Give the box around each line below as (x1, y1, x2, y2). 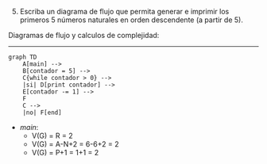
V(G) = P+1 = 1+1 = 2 (31, 148, 99, 157)
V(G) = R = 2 (31, 131, 73, 140)
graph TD (8, 53, 37, 61)
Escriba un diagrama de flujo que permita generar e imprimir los (19, 7, 230, 16)
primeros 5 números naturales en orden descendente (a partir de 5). (19, 15, 244, 25)
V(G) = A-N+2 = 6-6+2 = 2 (31, 139, 119, 149)
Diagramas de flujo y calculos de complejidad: (8, 31, 160, 40)
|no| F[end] (22, 109, 62, 116)
